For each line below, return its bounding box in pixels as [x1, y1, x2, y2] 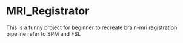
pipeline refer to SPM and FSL [6, 30, 81, 37]
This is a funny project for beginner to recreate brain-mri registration [6, 24, 178, 31]
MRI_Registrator [6, 4, 90, 18]
